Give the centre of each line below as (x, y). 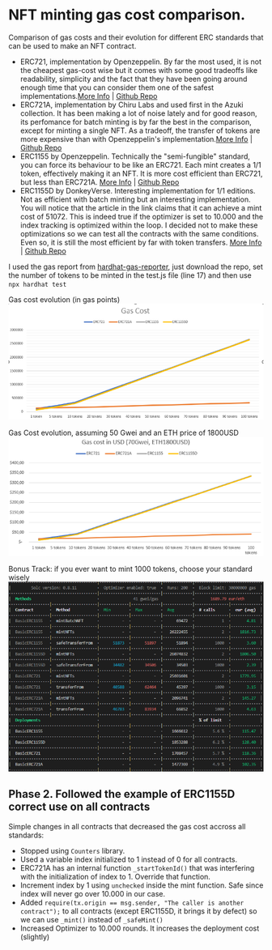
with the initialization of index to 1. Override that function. (115, 876)
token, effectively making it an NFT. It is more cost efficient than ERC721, (141, 173)
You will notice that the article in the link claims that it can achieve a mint (141, 207)
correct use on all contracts (79, 807)
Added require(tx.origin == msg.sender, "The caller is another (132, 902)
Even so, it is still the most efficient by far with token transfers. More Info (141, 242)
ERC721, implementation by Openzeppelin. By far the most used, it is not (140, 62)
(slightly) (35, 936)
